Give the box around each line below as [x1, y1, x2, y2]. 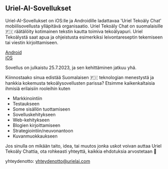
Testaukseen [12, 100, 39, 107]
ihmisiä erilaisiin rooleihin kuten [5, 85, 71, 91]
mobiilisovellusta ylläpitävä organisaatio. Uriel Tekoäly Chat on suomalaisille [5, 23, 163, 29]
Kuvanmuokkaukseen [12, 133, 58, 139]
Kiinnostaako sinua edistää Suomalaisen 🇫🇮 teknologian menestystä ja [5, 74, 154, 80]
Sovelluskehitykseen [12, 111, 56, 117]
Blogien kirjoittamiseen [12, 122, 61, 128]
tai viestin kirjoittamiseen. [5, 39, 59, 45]
